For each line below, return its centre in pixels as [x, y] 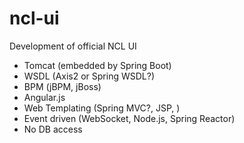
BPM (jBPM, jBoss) [62, 86]
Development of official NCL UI [73, 46]
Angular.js [44, 97]
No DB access [53, 129]
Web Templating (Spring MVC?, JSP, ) [102, 108]
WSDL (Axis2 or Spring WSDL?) [89, 76]
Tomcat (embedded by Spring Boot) [97, 65]
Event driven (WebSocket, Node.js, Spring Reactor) [129, 118]
